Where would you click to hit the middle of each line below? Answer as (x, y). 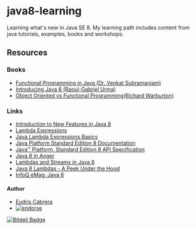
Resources (27, 53)
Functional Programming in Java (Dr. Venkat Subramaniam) (88, 83)
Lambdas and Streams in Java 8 (55, 162)
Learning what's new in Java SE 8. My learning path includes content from (98, 28)
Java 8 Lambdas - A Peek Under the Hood (68, 168)
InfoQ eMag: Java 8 (40, 175)
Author (16, 188)
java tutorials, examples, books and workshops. (65, 33)
